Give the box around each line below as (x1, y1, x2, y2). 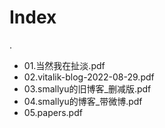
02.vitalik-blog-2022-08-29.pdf (23, 71, 155, 83)
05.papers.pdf (23, 106, 83, 118)
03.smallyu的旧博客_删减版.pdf (23, 82, 152, 95)
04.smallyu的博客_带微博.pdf (23, 95, 143, 107)
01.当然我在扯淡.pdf (23, 59, 106, 71)
